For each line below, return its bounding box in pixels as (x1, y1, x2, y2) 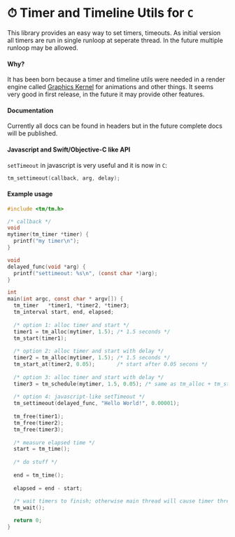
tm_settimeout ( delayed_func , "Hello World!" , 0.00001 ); (13, 400, 180, 407)
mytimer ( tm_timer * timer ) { (7, 231, 90, 238)
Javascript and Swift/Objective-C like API (7, 145, 131, 154)
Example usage (7, 190, 53, 198)
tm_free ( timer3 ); (13, 426, 64, 433)
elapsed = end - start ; (13, 484, 83, 492)
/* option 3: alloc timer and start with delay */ (13, 373, 164, 380)
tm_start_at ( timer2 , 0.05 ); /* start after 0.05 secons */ (13, 361, 208, 368)
